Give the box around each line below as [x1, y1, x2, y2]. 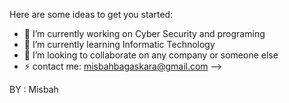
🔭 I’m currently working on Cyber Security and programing [23, 28, 266, 39]
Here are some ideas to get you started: [9, 9, 174, 20]
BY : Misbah [9, 84, 59, 95]
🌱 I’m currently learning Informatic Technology [23, 39, 216, 50]
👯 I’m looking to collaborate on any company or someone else [23, 49, 279, 61]
